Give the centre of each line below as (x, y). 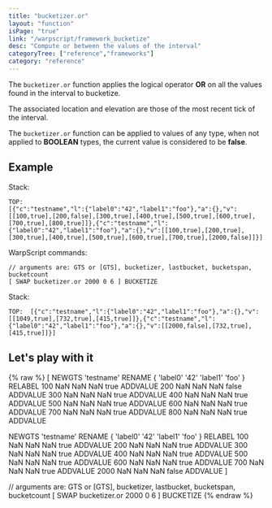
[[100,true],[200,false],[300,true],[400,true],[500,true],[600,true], (132, 216)
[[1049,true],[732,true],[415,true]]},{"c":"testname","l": (112, 319)
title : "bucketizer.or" (49, 16)
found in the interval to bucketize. (65, 93)
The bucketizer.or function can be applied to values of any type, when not (134, 133)
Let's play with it (51, 358)
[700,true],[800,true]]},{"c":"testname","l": (89, 223)
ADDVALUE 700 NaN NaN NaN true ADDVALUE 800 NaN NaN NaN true (128, 412)
